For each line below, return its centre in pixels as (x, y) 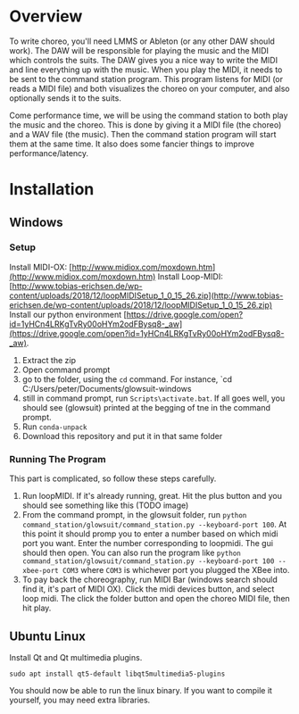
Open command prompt (66, 369)
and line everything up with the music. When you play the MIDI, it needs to (146, 70)
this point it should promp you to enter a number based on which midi (150, 534)
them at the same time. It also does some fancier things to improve (132, 144)
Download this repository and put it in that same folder (122, 436)
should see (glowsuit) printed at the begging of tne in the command (146, 407)
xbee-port (41, 571)
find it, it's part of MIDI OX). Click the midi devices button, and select (148, 589)
